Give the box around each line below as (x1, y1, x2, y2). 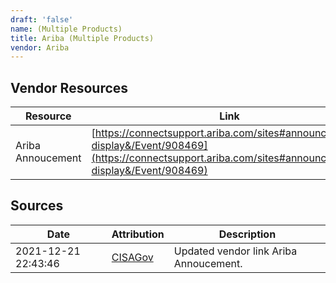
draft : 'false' (10, 14, 74, 25)
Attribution (111, 227, 165, 241)
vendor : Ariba (10, 42, 70, 53)
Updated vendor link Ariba (173, 244, 298, 258)
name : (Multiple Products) (10, 24, 123, 34)
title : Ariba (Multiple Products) (10, 33, 155, 43)
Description (218, 227, 277, 241)
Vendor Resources (10, 79, 129, 96)
